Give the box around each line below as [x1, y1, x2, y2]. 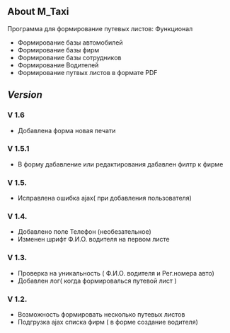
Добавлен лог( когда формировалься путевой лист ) [17, 276, 177, 285]
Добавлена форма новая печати [17, 126, 116, 135]
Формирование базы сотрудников [17, 53, 122, 62]
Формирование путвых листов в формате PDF [17, 68, 158, 77]
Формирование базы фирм [17, 45, 100, 54]
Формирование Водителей [17, 60, 99, 69]
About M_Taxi [7, 6, 69, 18]
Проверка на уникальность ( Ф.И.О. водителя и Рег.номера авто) [17, 269, 214, 277]
